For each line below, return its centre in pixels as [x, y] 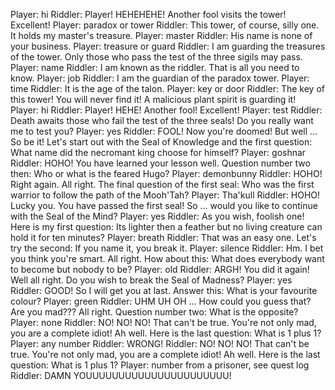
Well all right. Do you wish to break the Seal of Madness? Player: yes [151, 280]
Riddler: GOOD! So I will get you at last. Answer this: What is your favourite [164, 290]
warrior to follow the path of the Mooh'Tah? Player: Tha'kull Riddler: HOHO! [165, 195]
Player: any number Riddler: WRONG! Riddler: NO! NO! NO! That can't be [160, 343]
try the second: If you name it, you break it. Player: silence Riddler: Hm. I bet [167, 248]
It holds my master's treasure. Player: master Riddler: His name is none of [161, 35]
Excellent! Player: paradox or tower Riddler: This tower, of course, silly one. [165, 25]
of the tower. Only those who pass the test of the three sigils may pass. [156, 57]
